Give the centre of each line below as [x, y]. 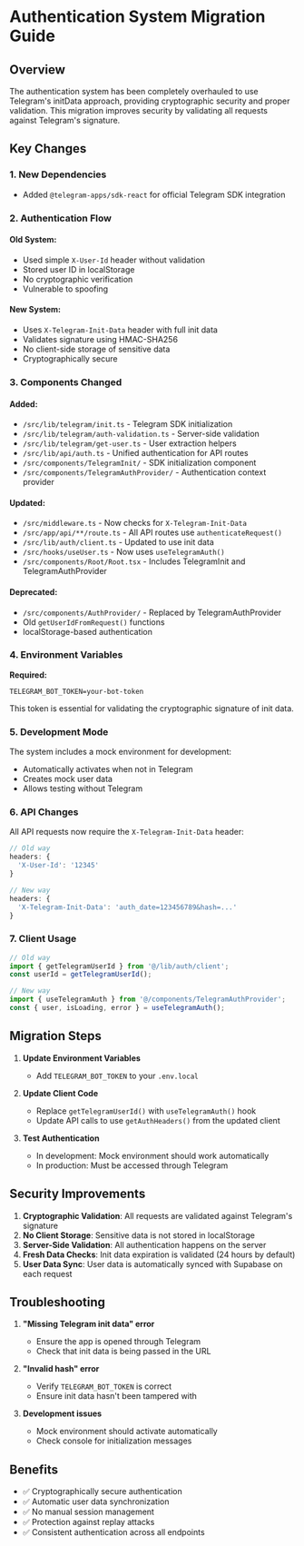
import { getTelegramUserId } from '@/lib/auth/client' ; [119, 966]
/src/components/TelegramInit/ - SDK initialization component [139, 463]
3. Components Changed [66, 382]
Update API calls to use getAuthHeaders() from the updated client [158, 1120]
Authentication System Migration [137, 17]
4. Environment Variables [66, 655]
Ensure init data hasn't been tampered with [117, 1396]
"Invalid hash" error [61, 1369]
